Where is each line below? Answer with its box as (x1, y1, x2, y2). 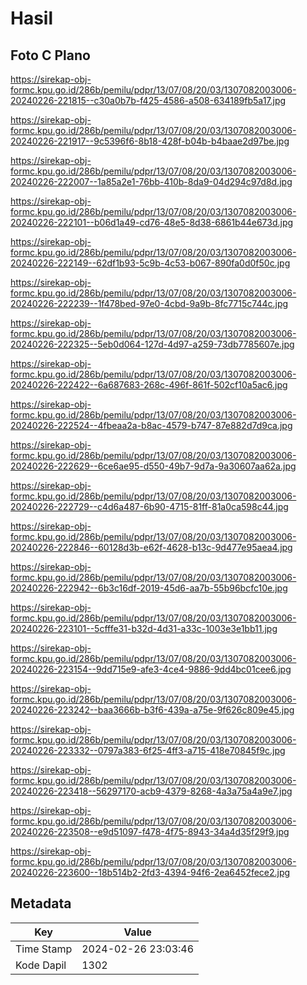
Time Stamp (15, 942, 73, 956)
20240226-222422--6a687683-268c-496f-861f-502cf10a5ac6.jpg (10, 379, 288, 391)
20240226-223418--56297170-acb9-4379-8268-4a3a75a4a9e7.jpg (10, 785, 293, 797)
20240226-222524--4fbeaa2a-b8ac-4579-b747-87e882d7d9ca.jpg (10, 420, 293, 431)
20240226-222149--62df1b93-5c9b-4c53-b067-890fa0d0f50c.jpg (10, 257, 291, 269)
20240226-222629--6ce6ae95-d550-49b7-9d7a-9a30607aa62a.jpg (10, 460, 297, 472)
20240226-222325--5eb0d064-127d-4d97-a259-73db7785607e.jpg (10, 338, 295, 350)
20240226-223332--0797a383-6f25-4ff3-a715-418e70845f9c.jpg (10, 745, 286, 756)
